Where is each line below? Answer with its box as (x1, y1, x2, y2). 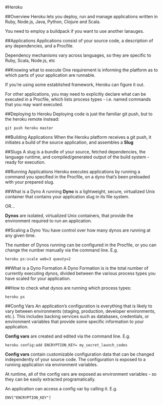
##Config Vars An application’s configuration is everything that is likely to (5, 303, 153, 309)
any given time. (5, 233, 36, 238)
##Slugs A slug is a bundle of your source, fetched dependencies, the (5, 149, 146, 154)
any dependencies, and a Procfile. (5, 43, 74, 48)
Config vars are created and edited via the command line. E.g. (5, 333, 131, 339)
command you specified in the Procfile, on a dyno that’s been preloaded (5, 174, 150, 180)
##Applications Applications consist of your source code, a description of (5, 38, 153, 43)
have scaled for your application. (5, 276, 71, 281)
